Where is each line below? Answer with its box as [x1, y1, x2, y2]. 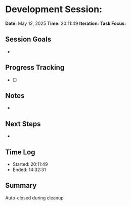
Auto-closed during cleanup [5, 194, 64, 201]
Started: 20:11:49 [12, 161, 48, 167]
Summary [5, 181, 37, 190]
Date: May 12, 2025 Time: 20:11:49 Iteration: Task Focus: [5, 20, 126, 26]
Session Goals [5, 35, 52, 44]
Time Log [5, 148, 35, 156]
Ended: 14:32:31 [12, 166, 47, 173]
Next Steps [5, 119, 41, 128]
